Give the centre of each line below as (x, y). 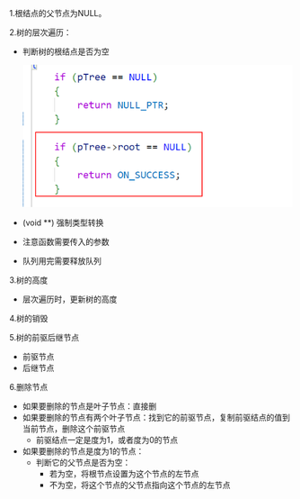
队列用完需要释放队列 (62, 261)
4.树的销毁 (29, 319)
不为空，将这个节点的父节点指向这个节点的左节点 (140, 485)
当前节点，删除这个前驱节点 (74, 429)
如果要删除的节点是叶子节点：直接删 (89, 406)
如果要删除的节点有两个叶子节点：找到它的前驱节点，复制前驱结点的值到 (156, 418)
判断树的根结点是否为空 (66, 51)
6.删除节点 (29, 387)
